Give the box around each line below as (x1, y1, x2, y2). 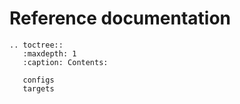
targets (22, 83, 55, 94)
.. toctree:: (9, 40, 64, 50)
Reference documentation (9, 7, 232, 30)
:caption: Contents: (22, 57, 109, 67)
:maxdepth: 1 (22, 48, 77, 59)
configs (22, 75, 55, 85)
